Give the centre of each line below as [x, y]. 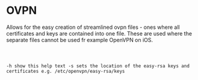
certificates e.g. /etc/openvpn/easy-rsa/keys [66, 71]
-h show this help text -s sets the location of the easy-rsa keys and [98, 66]
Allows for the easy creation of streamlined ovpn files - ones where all [93, 27]
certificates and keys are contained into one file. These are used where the [99, 33]
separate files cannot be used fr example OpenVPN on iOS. [80, 40]
